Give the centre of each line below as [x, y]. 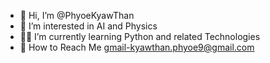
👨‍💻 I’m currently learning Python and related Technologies [140, 36]
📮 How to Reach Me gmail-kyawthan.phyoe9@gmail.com [137, 47]
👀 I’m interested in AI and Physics [88, 26]
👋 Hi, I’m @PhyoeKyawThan [77, 15]
